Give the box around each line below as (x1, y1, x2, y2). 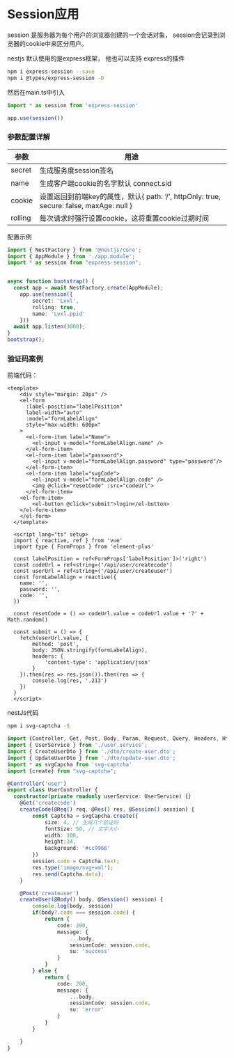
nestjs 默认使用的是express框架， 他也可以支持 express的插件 (7, 54, 185, 63)
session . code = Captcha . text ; (32, 858, 120, 865)
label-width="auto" (25, 409, 82, 416)
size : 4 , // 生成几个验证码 (44, 819, 119, 826)
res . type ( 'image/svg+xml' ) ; (32, 864, 114, 871)
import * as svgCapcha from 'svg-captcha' (7, 761, 132, 768)
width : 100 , (44, 832, 79, 839)
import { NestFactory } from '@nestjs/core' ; (7, 246, 141, 253)
